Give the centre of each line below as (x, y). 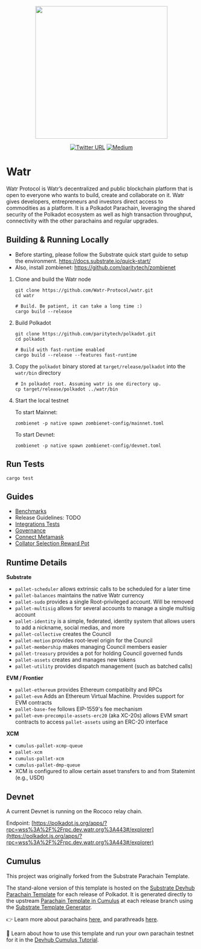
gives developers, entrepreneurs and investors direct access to (85, 201)
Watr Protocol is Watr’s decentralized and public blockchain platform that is (100, 189)
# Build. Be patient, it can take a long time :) (79, 306)
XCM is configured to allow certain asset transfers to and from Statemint (105, 771)
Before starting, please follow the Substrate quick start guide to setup (101, 254)
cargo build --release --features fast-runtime (76, 355)
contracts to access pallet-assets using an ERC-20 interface (91, 722)
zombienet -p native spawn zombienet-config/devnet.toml (88, 446)
